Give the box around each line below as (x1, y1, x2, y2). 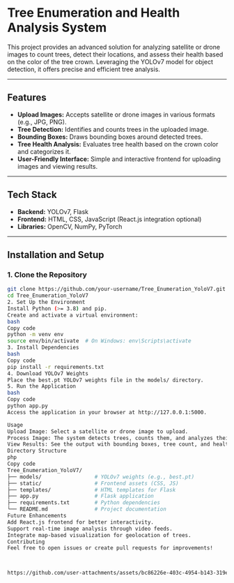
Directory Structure (7, 448, 68, 455)
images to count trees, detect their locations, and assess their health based (7, 50, 224, 59)
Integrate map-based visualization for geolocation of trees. (7, 531, 192, 538)
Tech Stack (7, 189, 57, 201)
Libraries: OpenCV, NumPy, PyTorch (17, 222, 123, 231)
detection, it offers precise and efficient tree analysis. (7, 65, 160, 73)
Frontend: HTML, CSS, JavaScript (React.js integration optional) (17, 215, 202, 223)
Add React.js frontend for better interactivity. (7, 518, 155, 526)
